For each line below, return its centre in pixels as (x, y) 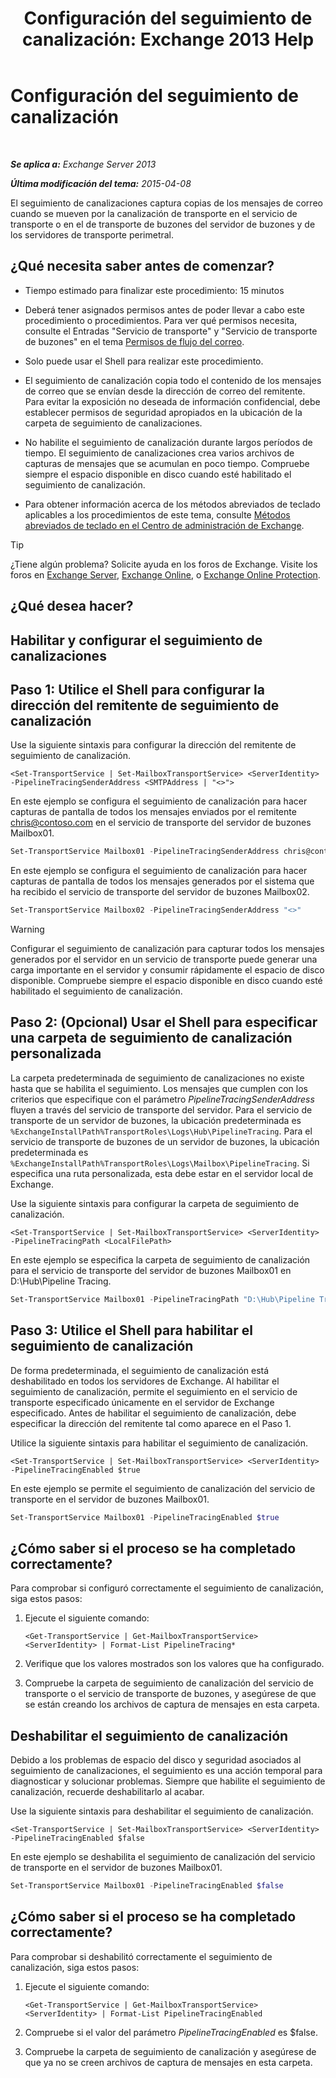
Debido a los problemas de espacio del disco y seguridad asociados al (156, 1760)
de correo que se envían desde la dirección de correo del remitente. (165, 391)
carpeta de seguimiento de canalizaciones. (113, 423)
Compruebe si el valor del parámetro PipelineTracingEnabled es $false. (171, 2032)
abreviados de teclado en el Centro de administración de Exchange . (164, 525)
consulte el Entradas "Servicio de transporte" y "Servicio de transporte (171, 331)
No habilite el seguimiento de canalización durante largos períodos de (168, 442)
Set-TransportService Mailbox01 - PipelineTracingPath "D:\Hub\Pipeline (162, 1299)
